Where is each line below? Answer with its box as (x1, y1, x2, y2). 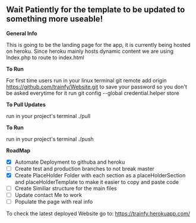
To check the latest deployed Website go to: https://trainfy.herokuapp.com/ (6, 210, 190, 217)
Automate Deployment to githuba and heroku (14, 158, 125, 165)
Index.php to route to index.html (6, 53, 84, 61)
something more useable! (6, 14, 103, 24)
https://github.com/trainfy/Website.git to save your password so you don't (6, 83, 187, 90)
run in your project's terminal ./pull (6, 112, 91, 119)
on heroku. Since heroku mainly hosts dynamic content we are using (6, 47, 174, 55)
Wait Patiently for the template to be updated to (6, 5, 185, 15)
